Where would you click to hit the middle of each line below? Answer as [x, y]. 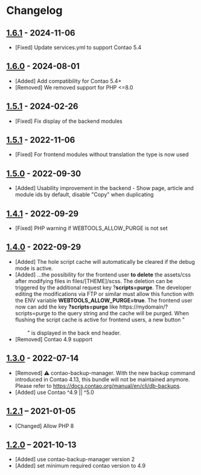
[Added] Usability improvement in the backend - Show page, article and [104, 188]
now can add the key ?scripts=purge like [66, 307]
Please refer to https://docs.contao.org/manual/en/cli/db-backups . [98, 385]
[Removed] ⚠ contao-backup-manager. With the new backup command [105, 373]
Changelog [34, 11]
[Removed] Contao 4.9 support [53, 339]
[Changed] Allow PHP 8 [44, 426]
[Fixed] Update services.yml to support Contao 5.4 [78, 47]
